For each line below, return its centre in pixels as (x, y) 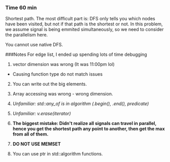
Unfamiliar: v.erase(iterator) (42, 114)
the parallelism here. (27, 35)
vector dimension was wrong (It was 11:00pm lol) (64, 64)
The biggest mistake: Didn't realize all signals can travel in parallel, (84, 123)
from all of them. (30, 134)
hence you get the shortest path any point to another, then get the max (89, 129)
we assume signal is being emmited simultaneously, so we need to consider (84, 29)
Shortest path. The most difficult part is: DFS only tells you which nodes (80, 19)
